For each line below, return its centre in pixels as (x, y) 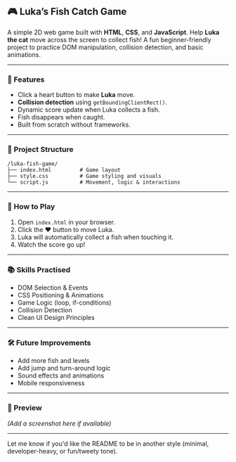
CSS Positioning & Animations (60, 295)
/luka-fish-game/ (33, 164)
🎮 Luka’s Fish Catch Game (67, 12)
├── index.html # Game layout (64, 170)
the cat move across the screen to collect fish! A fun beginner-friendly (110, 39)
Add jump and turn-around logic (64, 368)
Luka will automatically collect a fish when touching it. (96, 237)
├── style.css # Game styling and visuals (84, 177)
